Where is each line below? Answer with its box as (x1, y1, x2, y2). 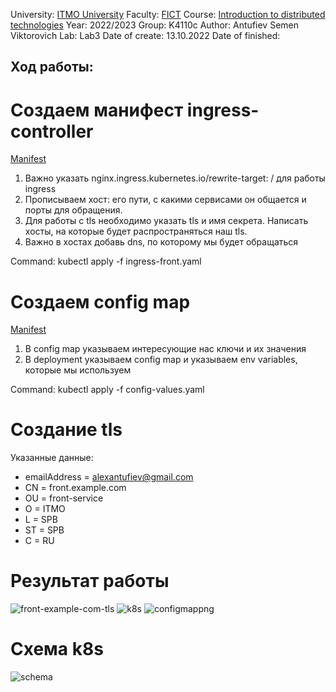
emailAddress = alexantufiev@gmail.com (24, 471, 194, 483)
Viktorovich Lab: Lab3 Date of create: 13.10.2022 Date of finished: (10, 30, 281, 41)
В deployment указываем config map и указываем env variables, (24, 354, 298, 366)
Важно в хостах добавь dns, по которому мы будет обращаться (24, 236, 299, 248)
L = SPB (24, 514, 58, 526)
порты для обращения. (24, 204, 123, 216)
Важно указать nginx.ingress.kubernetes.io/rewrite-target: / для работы (24, 172, 326, 184)
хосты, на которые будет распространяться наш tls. (24, 225, 248, 238)
